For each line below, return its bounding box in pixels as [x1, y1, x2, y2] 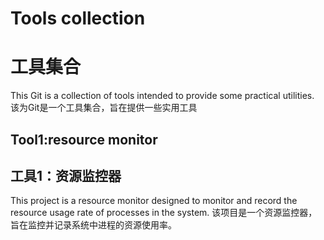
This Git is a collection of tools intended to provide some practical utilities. [10, 90, 315, 102]
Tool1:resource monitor [10, 131, 158, 148]
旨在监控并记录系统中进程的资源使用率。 [10, 219, 177, 231]
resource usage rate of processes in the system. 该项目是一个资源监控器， [10, 207, 318, 219]
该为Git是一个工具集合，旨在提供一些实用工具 [10, 102, 198, 114]
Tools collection [10, 7, 146, 30]
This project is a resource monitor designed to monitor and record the [10, 195, 298, 207]
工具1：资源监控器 [10, 167, 122, 184]
